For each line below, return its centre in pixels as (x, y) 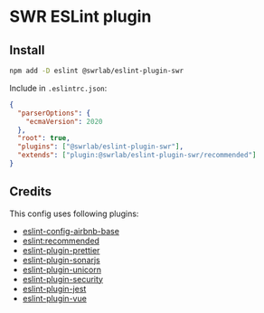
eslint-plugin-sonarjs (61, 260)
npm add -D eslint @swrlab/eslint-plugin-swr (96, 71)
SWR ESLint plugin (80, 17)
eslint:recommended (61, 241)
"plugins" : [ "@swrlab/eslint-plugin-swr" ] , (100, 147)
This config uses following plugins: (74, 213)
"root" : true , (44, 138)
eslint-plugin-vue (55, 298)
